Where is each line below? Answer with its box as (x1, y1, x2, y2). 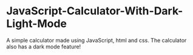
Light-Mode (6, 17, 67, 30)
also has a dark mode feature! (6, 43, 81, 50)
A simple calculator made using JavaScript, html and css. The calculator (6, 36, 187, 44)
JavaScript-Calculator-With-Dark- (6, 4, 183, 18)
